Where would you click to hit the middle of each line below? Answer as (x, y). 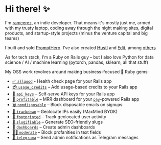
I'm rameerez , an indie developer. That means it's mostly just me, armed (78, 22)
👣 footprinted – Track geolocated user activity (59, 117)
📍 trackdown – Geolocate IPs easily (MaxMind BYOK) (65, 111)
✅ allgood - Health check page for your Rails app (62, 81)
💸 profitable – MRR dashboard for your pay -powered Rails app (76, 99)
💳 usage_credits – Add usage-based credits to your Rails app (75, 87)
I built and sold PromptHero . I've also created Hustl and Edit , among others (80, 48)
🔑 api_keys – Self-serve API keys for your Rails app (63, 94)
